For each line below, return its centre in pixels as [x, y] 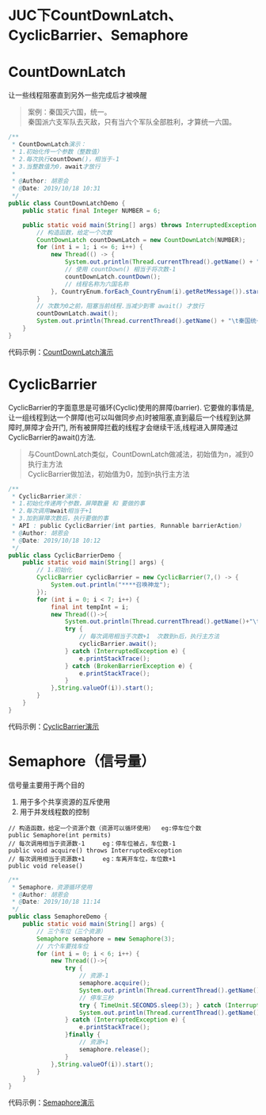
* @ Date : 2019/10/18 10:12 [56, 540]
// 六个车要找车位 [63, 946]
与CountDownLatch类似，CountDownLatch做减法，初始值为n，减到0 [141, 454]
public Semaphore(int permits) [60, 835]
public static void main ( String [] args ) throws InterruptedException [140, 225]
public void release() [46, 866]
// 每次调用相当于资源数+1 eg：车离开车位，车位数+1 [92, 859]
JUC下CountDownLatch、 [95, 15]
